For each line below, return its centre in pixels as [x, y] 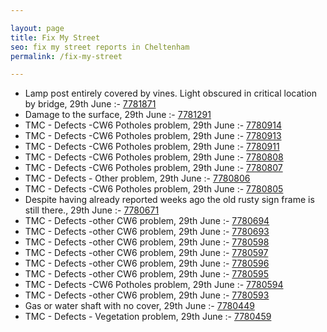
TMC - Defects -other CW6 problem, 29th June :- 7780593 [147, 295]
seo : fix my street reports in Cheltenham [100, 47]
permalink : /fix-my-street [66, 56]
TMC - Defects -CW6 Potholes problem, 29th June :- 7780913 [153, 136]
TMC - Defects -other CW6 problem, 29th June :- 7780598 [147, 242]
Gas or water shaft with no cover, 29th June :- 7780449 [139, 306]
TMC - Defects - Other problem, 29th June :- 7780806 [137, 178]
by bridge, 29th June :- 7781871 [90, 104]
